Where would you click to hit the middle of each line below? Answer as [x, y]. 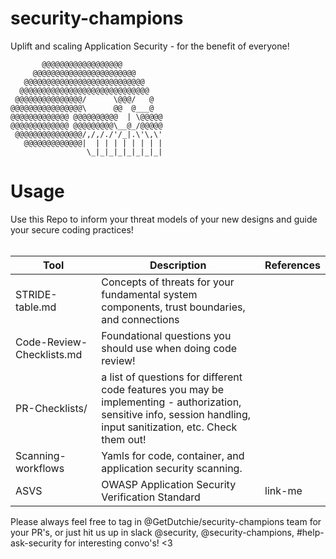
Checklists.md [49, 354]
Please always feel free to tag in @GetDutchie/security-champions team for [166, 521]
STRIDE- [36, 294]
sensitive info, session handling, [176, 414]
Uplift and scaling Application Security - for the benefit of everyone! [150, 46]
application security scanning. [172, 468]
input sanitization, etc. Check [169, 427]
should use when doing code [169, 348]
